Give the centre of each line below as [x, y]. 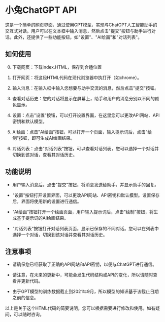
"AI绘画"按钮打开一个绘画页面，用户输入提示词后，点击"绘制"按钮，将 [83, 212]
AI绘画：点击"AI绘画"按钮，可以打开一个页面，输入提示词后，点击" [80, 132]
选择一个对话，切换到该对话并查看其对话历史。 [60, 235]
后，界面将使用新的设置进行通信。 [47, 201]
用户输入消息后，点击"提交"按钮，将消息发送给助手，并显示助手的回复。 [85, 184]
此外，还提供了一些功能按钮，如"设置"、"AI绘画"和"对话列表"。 [78, 37]
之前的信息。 [25, 298]
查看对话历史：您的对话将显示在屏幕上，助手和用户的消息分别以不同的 [83, 98]
